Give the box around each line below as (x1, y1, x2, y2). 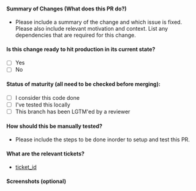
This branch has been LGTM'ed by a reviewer (15, 108, 130, 115)
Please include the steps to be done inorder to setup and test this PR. (15, 136, 190, 143)
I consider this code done (15, 94, 80, 101)
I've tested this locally (15, 101, 70, 108)
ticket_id (15, 163, 37, 171)
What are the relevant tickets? (6, 150, 85, 157)
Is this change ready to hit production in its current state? (6, 45, 156, 53)
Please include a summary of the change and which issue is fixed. (15, 18, 183, 26)
